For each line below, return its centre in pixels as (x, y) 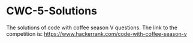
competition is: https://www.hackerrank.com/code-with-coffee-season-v (96, 33)
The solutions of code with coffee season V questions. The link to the (92, 27)
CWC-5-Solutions (52, 11)
